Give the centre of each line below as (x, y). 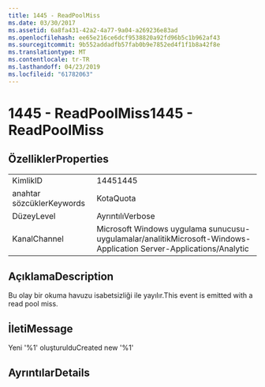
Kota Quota (116, 198)
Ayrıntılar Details (49, 372)
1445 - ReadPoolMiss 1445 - (101, 113)
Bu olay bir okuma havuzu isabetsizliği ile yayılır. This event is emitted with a (131, 295)
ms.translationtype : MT (47, 52)
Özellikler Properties (58, 159)
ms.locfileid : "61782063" (50, 74)
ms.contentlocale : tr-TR (49, 60)
